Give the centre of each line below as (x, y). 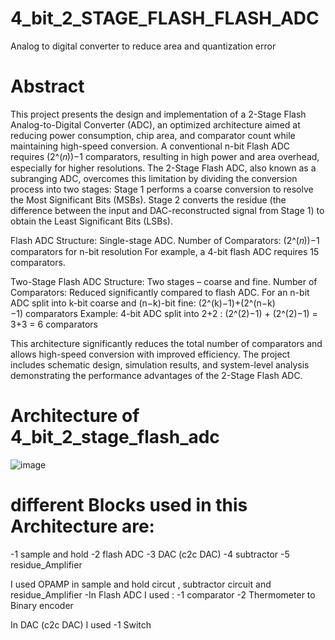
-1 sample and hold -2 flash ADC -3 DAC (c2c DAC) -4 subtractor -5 (150, 554)
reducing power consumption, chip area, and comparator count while (153, 135)
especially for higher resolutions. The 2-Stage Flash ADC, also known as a (163, 168)
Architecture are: (82, 526)
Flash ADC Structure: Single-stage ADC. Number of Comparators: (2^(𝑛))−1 (165, 240)
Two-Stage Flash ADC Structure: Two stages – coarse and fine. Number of (164, 281)
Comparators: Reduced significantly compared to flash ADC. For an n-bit (160, 292)
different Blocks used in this (129, 505)
